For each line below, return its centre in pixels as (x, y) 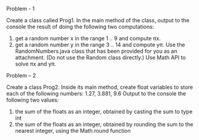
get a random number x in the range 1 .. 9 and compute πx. (88, 38)
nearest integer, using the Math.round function (73, 131)
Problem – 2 (21, 75)
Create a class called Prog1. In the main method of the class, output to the (98, 20)
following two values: (33, 100)
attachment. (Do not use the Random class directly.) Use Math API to (100, 57)
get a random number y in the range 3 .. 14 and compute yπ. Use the (100, 45)
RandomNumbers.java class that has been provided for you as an (96, 51)
